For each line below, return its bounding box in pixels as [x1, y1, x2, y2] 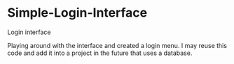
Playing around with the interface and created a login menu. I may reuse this [7, 41, 228, 49]
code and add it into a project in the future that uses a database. [7, 49, 193, 57]
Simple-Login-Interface [7, 5, 148, 21]
